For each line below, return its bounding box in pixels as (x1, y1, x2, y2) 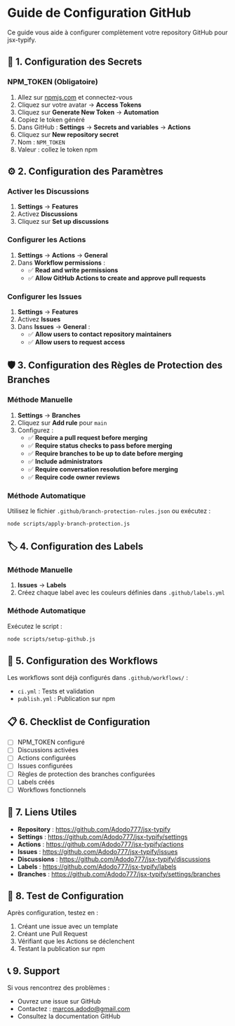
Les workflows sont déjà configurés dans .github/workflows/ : (7, 674, 188, 682)
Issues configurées (17, 761, 73, 770)
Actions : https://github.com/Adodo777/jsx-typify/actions (17, 840, 184, 848)
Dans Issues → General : (17, 322, 90, 331)
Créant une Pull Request (17, 930, 88, 938)
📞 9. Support (7, 965, 60, 977)
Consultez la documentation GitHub (17, 1012, 121, 1020)
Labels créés (17, 778, 55, 786)
